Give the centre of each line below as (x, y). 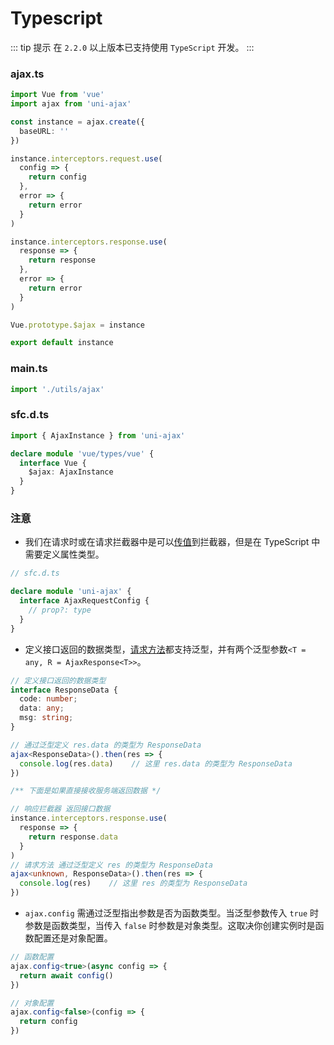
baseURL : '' (44, 131)
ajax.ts (27, 74)
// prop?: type (60, 610)
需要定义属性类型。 (64, 554)
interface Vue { (53, 463)
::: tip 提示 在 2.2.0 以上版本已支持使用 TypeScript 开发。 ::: (132, 47)
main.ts (29, 369)
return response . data (73, 837)
